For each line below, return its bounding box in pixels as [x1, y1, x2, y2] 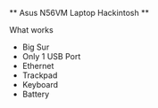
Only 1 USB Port [21, 51, 81, 61]
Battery [21, 89, 50, 99]
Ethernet [21, 61, 54, 71]
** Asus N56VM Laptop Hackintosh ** [9, 8, 150, 18]
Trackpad [21, 70, 58, 81]
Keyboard [21, 80, 59, 89]
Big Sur [21, 42, 50, 52]
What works [9, 25, 54, 35]
